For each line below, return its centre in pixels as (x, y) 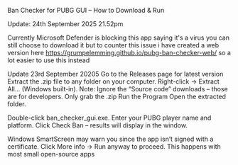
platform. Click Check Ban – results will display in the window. (98, 125)
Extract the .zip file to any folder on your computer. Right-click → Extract (114, 81)
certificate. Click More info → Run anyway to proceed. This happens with (114, 147)
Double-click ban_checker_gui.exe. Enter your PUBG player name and (109, 118)
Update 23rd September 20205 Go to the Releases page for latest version (115, 74)
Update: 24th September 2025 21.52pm (65, 24)
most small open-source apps (51, 154)
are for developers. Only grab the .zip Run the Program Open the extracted (117, 96)
